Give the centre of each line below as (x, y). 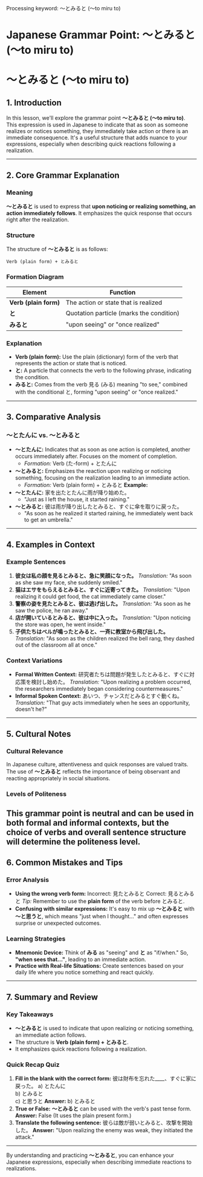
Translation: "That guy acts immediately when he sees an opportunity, (102, 703)
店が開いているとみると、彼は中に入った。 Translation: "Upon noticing (103, 618)
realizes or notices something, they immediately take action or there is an (97, 131)
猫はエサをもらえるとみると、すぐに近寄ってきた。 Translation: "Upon (102, 590)
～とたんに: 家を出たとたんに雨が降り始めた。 (72, 493)
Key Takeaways (30, 1014)
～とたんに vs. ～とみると (43, 435)
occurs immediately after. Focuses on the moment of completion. (96, 456)
